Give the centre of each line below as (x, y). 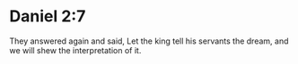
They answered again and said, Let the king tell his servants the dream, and (149, 41)
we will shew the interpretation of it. (75, 50)
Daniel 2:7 (48, 16)
